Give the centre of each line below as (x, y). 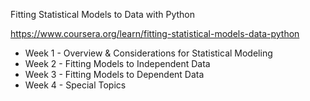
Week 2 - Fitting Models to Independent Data (117, 63)
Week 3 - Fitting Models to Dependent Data (114, 74)
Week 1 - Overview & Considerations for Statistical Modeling (148, 53)
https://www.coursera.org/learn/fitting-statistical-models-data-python (155, 33)
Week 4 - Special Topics (75, 85)
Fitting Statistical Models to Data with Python (103, 14)
